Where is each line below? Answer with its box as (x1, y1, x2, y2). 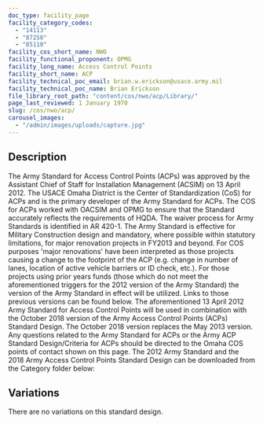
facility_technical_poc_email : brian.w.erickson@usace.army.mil (8, 77, 223, 85)
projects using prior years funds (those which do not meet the (8, 271, 209, 281)
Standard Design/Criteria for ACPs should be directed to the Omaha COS (8, 338, 243, 348)
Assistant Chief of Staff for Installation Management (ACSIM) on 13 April (8, 179, 241, 189)
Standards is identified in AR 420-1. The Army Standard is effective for (8, 221, 236, 230)
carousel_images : (8, 114, 65, 122)
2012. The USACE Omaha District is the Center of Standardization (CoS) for (8, 188, 252, 197)
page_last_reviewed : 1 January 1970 (8, 99, 128, 107)
